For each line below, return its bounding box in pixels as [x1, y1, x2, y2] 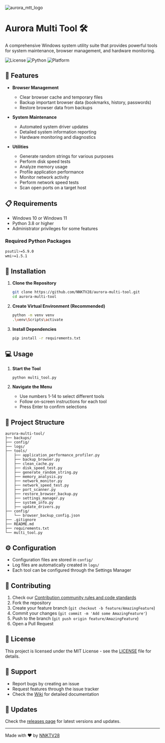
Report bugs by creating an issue [12, 680, 80, 686]
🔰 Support [5, 668, 37, 676]
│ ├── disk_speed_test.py [5, 466, 63, 471]
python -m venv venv [12, 313, 55, 318]
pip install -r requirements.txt [12, 335, 81, 341]
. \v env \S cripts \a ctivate [12, 318, 63, 323]
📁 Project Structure [5, 418, 65, 426]
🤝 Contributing [5, 581, 51, 590]
